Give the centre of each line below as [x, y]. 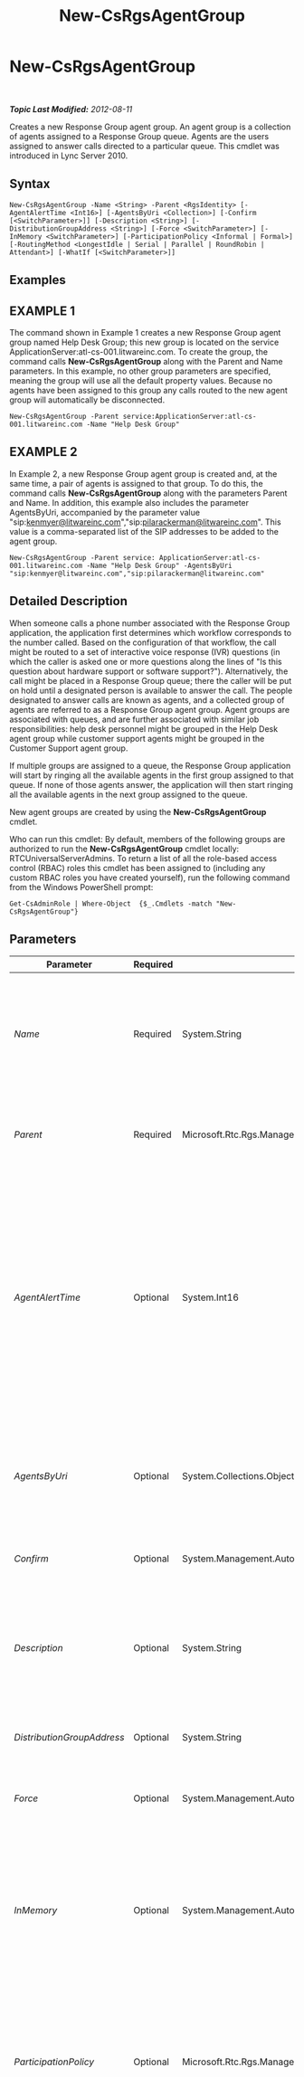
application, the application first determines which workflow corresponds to [151, 632]
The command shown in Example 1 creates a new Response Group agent [145, 332]
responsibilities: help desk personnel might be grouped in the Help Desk [144, 728]
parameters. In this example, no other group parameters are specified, [140, 371]
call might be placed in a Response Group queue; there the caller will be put [151, 680]
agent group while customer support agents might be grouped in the [137, 738]
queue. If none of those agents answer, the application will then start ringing [152, 784]
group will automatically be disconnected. [87, 400]
